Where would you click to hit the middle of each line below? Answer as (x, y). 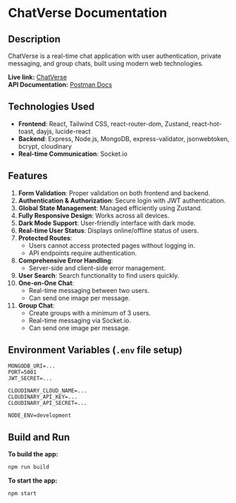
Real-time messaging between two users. (89, 290)
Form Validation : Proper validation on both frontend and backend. (114, 193)
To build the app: (33, 454)
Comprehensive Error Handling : (66, 260)
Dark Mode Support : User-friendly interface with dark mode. (107, 223)
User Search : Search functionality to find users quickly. (99, 275)
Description (34, 39)
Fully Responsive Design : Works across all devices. (94, 215)
